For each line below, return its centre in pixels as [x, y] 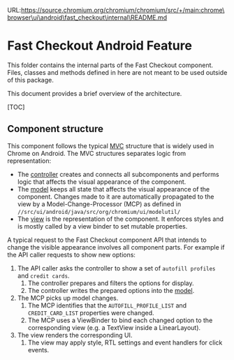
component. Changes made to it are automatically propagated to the [116, 196]
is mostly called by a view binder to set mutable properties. [102, 226]
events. [38, 350]
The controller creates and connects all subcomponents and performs [118, 174]
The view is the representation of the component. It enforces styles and [120, 219]
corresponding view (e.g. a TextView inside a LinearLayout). [114, 327]
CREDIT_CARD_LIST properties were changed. [91, 312]
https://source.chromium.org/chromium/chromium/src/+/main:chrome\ [123, 10]
